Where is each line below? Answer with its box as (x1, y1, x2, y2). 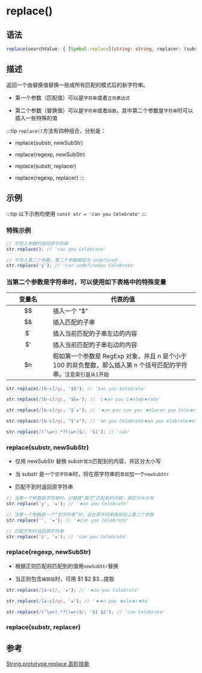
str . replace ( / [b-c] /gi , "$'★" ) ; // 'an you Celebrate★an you (6, 418, 164, 425)
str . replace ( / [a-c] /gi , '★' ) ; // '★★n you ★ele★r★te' (6, 598, 150, 604)
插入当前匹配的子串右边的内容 (53, 340, 138, 349)
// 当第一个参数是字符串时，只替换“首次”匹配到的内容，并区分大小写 (6, 495, 155, 502)
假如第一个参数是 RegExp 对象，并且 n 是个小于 (53, 352, 187, 360)
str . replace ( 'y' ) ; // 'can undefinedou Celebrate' (6, 263, 136, 269)
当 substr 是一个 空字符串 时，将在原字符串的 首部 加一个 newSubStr (14, 470, 170, 478)
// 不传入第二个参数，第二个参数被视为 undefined (6, 257, 118, 263)
